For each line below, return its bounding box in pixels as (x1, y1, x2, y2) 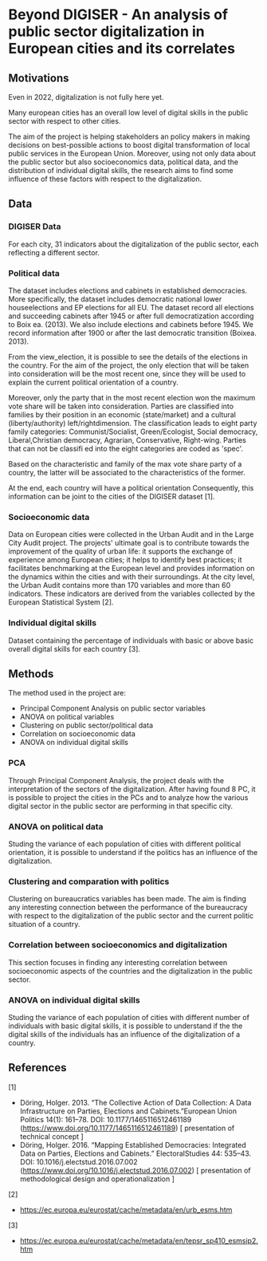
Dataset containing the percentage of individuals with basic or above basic (8, 636, 253, 645)
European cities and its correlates (8, 40, 235, 57)
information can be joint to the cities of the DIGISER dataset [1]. (8, 491, 215, 501)
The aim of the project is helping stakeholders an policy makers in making (8, 132, 250, 141)
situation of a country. (8, 920, 80, 929)
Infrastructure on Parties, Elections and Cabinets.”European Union (19, 1106, 238, 1116)
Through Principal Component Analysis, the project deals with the (8, 775, 225, 785)
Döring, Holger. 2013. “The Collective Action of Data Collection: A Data (19, 1097, 252, 1107)
